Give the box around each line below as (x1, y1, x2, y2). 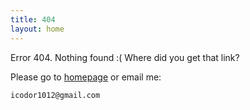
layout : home (10, 24, 65, 34)
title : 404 (10, 14, 56, 25)
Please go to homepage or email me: (10, 71, 162, 83)
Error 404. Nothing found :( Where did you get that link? (10, 51, 240, 63)
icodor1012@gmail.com (10, 90, 101, 100)
